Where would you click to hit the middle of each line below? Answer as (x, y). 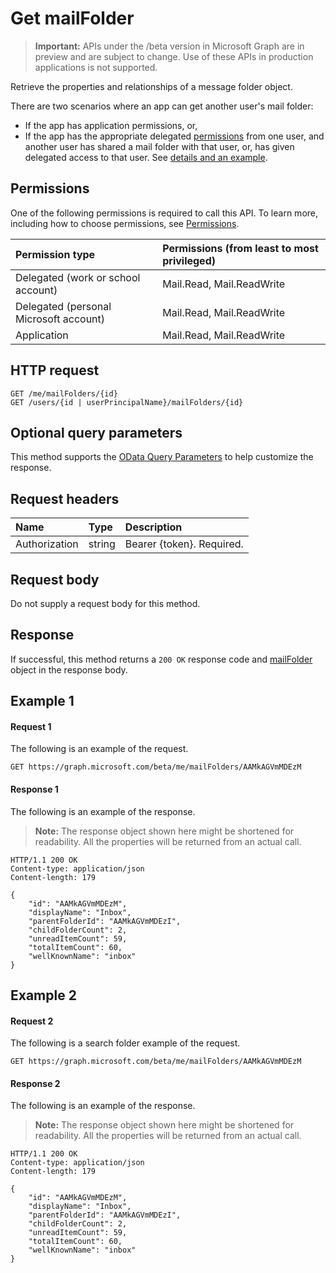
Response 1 (34, 789)
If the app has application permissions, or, (111, 125)
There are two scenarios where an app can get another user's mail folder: (162, 106)
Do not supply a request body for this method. (105, 603)
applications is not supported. (96, 67)
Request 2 (32, 1021)
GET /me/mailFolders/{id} (64, 393)
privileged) (189, 260)
